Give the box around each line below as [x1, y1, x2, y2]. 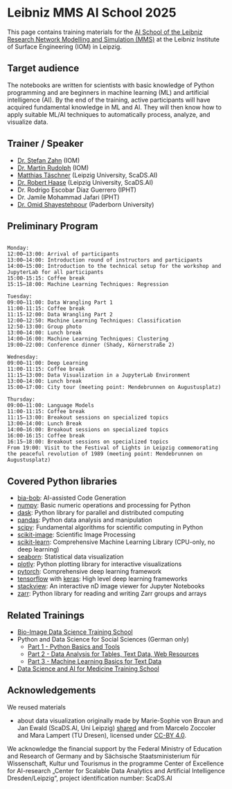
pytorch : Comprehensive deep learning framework [17, 568, 162, 576]
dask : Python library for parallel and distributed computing [17, 509, 184, 517]
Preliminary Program [7, 220, 98, 232]
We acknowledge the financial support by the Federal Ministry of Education [7, 744, 222, 752]
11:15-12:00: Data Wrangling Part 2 [7, 311, 113, 318]
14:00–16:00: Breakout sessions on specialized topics [7, 426, 169, 433]
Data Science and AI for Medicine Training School [17, 664, 159, 673]
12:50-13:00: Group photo [7, 323, 82, 330]
